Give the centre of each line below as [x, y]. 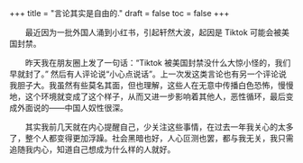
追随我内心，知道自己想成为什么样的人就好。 [92, 149]
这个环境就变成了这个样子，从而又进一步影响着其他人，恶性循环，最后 [155, 96]
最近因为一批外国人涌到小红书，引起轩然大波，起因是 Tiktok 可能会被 [154, 32]
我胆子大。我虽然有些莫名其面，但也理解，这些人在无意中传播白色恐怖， [143, 85]
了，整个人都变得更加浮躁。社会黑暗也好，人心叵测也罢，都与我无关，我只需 [151, 138]
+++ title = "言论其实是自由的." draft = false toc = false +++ [119, 13]
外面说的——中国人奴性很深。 [72, 108]
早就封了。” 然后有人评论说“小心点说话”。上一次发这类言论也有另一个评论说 [148, 74]
